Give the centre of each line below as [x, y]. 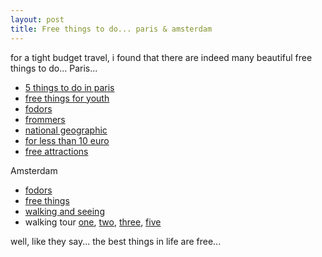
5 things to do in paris [69, 87]
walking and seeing [64, 211]
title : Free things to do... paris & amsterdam [111, 29]
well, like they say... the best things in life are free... [116, 241]
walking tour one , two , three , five [93, 222]
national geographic [66, 130]
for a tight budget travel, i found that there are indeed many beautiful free [161, 57]
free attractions [56, 151]
